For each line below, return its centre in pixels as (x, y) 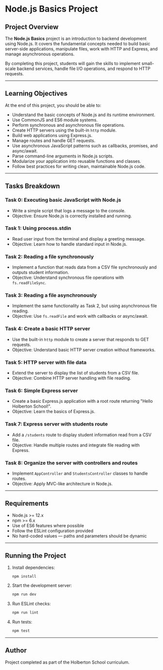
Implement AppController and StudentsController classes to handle (80, 473)
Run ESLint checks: (31, 604)
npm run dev (24, 594)
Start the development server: (42, 585)
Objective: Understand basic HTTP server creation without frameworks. (84, 350)
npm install (24, 576)
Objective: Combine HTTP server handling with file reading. (72, 378)
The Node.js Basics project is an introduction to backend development (76, 38)
